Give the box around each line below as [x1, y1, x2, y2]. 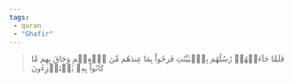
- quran [12, 21, 42, 30]
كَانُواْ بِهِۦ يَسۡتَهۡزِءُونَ [30, 63, 105, 73]
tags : [9, 12, 29, 22]
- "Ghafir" [12, 29, 53, 38]
